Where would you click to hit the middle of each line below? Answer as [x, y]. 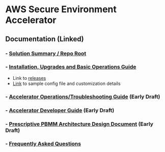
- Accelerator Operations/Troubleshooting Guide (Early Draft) [83, 97]
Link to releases [29, 78]
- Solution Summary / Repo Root [46, 53]
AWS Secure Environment [61, 9]
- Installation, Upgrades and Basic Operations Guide [71, 67]
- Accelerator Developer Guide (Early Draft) [60, 110]
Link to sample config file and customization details [66, 83]
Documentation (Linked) [45, 39]
